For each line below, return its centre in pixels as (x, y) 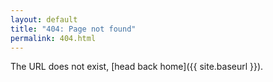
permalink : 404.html (53, 38)
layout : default (44, 19)
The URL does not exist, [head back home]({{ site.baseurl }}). (137, 67)
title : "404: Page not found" (73, 29)
